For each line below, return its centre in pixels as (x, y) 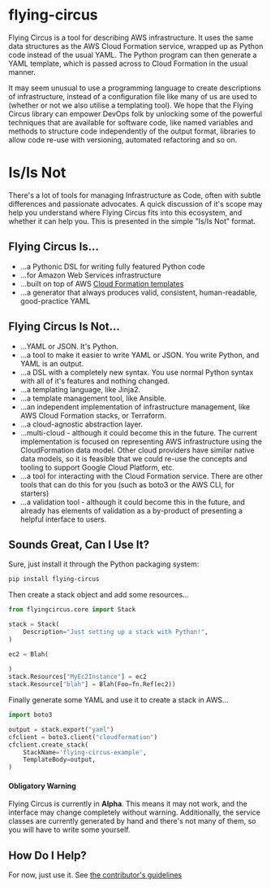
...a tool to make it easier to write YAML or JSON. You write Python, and (140, 355)
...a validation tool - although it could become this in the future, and (133, 501)
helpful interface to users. (63, 519)
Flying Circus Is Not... (64, 327)
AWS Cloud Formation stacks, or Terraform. (93, 415)
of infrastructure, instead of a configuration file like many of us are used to (133, 96)
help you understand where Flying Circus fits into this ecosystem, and (125, 212)
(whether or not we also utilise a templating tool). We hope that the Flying (131, 105)
